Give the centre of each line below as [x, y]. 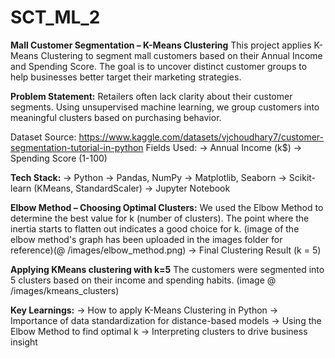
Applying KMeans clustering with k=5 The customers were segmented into [167, 269]
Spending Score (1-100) [59, 158]
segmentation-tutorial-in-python [77, 147]
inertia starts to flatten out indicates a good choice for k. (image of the [155, 228]
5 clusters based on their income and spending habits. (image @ [143, 280]
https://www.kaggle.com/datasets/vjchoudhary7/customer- [201, 137]
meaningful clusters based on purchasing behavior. [116, 117]
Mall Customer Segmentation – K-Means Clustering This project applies [161, 45]
